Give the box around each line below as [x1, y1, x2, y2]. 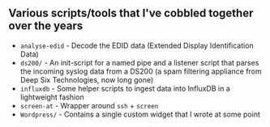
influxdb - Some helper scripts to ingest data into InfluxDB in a [19, 83, 231, 93]
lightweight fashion [19, 92, 84, 102]
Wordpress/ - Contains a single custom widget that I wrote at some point [19, 109, 261, 119]
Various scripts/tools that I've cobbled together [8, 6, 254, 20]
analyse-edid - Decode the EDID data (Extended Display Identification [19, 40, 254, 50]
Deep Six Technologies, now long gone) [19, 74, 154, 84]
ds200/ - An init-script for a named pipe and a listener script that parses [19, 57, 259, 67]
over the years [8, 19, 84, 33]
